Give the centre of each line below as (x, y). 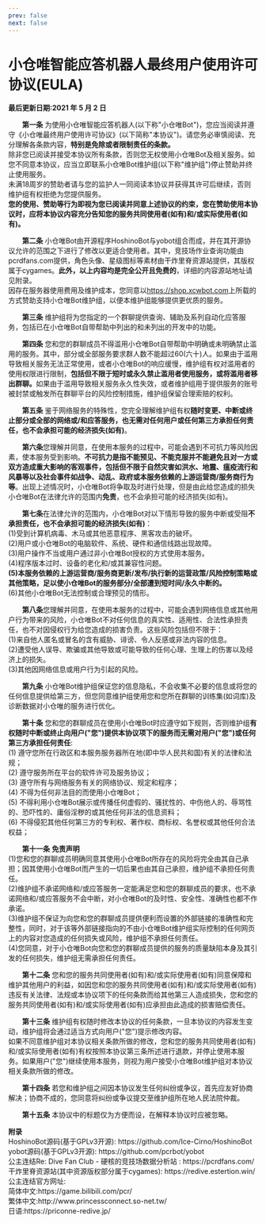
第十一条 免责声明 (51, 849)
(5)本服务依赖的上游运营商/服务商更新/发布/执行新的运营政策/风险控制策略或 (133, 573)
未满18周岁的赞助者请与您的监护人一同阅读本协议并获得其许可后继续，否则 (130, 184)
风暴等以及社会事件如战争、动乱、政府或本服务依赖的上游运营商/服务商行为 (131, 477)
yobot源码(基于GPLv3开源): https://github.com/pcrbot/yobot (106, 1152)
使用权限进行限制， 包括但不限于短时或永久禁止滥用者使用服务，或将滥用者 (129, 374)
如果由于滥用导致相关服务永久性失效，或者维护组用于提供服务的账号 (147, 384)
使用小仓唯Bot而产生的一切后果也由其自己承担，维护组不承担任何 (142, 869)
